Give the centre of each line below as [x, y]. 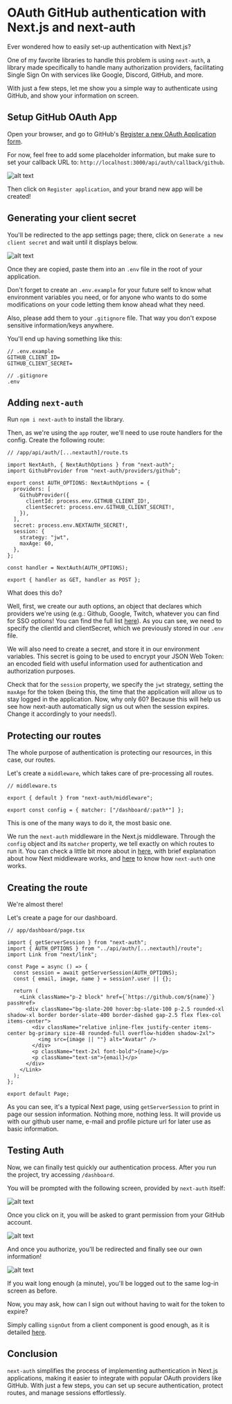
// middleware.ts [32, 786]
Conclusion [33, 1354]
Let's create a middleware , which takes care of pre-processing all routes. [110, 773]
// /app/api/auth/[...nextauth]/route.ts [68, 453]
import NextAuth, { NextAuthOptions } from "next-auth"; [91, 465]
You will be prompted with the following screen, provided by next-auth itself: [116, 1188]
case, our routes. [32, 760]
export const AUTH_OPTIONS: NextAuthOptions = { [79, 483]
